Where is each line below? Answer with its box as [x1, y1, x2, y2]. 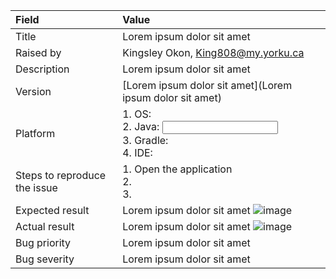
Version [15, 85, 52, 98]
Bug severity [15, 252, 75, 266]
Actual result [15, 220, 75, 233]
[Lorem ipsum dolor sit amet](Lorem [122, 79, 293, 92]
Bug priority [15, 236, 72, 249]
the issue [15, 181, 58, 194]
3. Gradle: [122, 134, 169, 147]
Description [15, 62, 70, 76]
